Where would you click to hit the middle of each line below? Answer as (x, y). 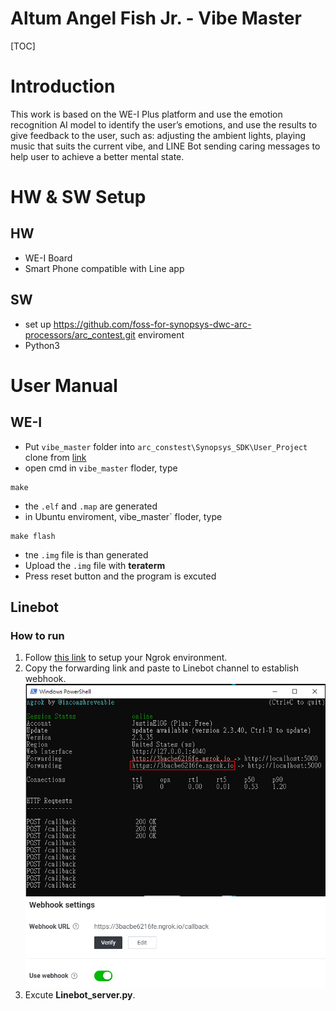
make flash (33, 536)
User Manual (64, 385)
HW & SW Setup (78, 197)
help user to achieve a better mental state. (97, 156)
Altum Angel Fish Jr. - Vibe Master (156, 18)
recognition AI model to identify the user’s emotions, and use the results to (164, 124)
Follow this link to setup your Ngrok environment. (126, 658)
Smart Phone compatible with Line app (104, 268)
